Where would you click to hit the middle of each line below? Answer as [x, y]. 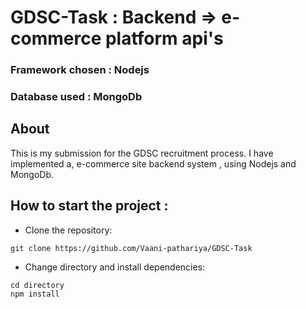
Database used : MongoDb [76, 97]
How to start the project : [89, 206]
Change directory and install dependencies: [115, 267]
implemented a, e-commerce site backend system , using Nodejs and [153, 163]
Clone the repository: [68, 230]
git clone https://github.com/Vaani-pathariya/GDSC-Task [131, 248]
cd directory [37, 285]
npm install [35, 294]
